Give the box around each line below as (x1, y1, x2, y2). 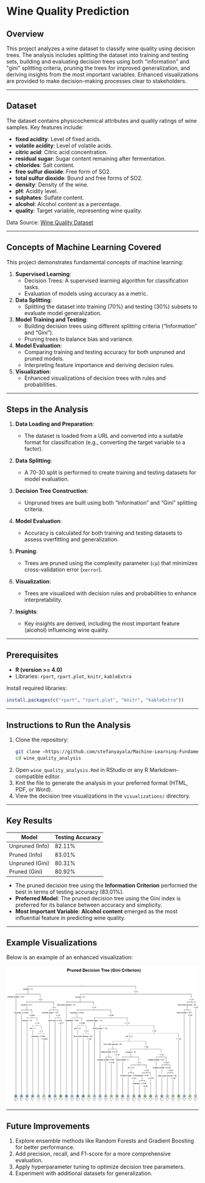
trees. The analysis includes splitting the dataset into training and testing (6, 51, 189, 59)
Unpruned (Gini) (9, 859, 50, 867)
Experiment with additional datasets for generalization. (15, 1170, 153, 1177)
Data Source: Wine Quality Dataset (6, 218, 93, 226)
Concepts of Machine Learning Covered (6, 242, 162, 253)
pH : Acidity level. (15, 187, 59, 195)
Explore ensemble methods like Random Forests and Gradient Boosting (15, 1137, 194, 1144)
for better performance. (15, 1143, 75, 1151)
